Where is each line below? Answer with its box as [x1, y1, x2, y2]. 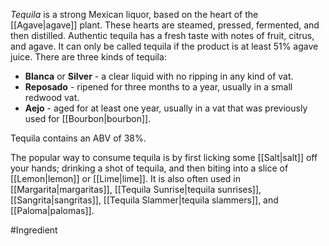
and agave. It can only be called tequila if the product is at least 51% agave [10, 40, 319, 52]
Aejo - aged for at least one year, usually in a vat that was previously [24, 102, 308, 114]
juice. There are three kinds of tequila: [10, 51, 167, 63]
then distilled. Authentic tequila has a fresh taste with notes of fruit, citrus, [10, 30, 315, 41]
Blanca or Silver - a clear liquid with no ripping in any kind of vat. [24, 70, 294, 82]
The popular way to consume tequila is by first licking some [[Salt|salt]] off [10, 152, 318, 163]
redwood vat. [24, 92, 80, 103]
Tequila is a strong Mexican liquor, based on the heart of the [10, 9, 259, 20]
